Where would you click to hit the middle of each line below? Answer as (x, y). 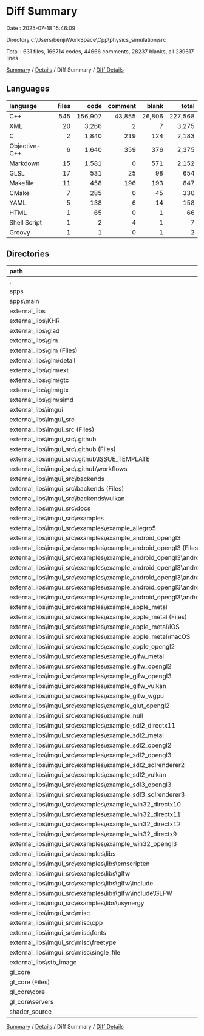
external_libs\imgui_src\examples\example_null (76, 715)
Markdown (25, 163)
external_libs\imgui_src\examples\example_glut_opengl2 (90, 706)
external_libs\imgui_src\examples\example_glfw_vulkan (88, 686)
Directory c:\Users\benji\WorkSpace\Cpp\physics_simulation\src (86, 39)
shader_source (31, 1011)
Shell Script (26, 222)
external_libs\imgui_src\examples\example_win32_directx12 (95, 824)
